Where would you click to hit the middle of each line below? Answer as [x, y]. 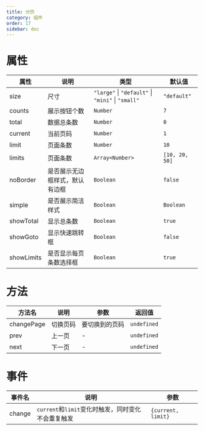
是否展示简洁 [66, 201]
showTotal [24, 221]
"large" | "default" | [123, 93]
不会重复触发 [55, 419]
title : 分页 [20, 12]
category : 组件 [25, 18]
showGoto [24, 237]
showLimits [25, 258]
